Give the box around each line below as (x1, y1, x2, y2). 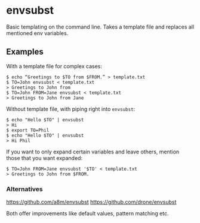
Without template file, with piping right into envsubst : (6, 105, 136, 112)
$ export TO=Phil (6, 127, 50, 133)
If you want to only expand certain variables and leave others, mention (6, 148, 180, 155)
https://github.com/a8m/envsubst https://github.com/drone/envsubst (6, 199, 177, 206)
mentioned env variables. (6, 29, 69, 36)
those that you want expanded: (6, 154, 82, 161)
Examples (6, 47, 44, 57)
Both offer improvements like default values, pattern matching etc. (6, 210, 169, 217)
